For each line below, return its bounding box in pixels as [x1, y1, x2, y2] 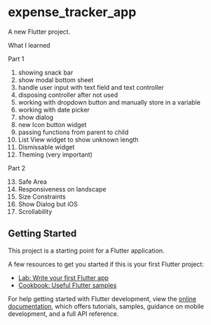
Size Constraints [18, 192, 66, 201]
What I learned [8, 41, 51, 49]
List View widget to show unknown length [18, 135, 139, 144]
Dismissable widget [18, 142, 75, 151]
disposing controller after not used [18, 91, 118, 99]
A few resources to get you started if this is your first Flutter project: [8, 260, 204, 268]
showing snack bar [18, 68, 74, 77]
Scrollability [18, 207, 53, 215]
